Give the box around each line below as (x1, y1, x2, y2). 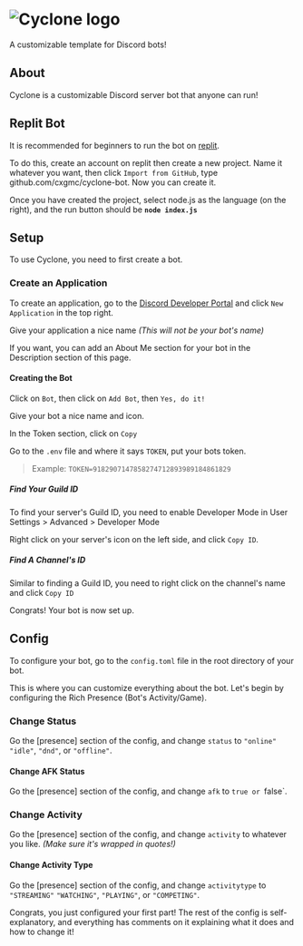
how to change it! (9, 926, 74, 937)
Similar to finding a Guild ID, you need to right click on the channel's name (9, 577, 286, 589)
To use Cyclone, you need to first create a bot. (9, 254, 183, 265)
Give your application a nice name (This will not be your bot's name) (9, 325, 265, 336)
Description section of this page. (9, 352, 132, 363)
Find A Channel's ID (9, 554, 86, 566)
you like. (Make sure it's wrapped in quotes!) (9, 839, 177, 850)
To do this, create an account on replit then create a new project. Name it (9, 157, 283, 168)
